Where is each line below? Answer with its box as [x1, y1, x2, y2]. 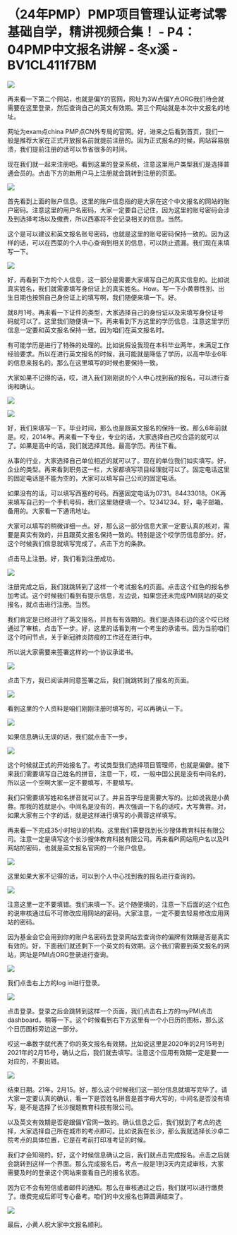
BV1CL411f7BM [7, 57, 97, 73]
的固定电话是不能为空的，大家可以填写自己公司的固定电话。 [7, 474, 181, 482]
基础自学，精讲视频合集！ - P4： [7, 24, 196, 40]
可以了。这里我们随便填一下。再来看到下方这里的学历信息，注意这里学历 [19, 317, 230, 325]
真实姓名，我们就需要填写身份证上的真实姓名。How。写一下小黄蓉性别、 [7, 284, 219, 293]
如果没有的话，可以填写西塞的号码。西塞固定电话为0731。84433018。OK [7, 488, 220, 498]
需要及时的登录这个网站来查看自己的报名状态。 [7, 1168, 143, 1176]
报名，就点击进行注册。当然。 [7, 600, 94, 608]
